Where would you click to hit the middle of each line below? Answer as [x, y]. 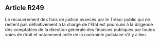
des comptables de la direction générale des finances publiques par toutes [80, 29]
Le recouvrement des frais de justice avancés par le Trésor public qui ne [78, 19]
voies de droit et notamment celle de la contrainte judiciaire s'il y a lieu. [76, 34]
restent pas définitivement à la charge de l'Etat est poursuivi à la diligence [79, 24]
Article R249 [25, 8]
